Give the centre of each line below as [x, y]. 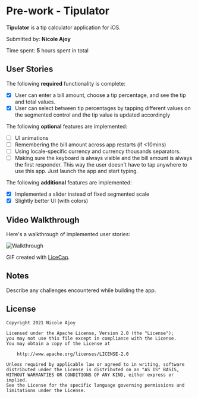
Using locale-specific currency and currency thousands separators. [98, 151]
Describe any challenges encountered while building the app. [81, 290]
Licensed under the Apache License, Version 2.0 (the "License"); [90, 333]
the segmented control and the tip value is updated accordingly [92, 115]
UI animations [32, 137]
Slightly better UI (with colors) [51, 201]
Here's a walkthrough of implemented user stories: [68, 234]
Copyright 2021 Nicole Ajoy [41, 322]
